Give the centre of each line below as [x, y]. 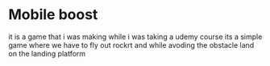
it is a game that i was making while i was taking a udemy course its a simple [135, 37]
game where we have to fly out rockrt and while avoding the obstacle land [131, 45]
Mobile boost [53, 15]
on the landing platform [47, 53]
